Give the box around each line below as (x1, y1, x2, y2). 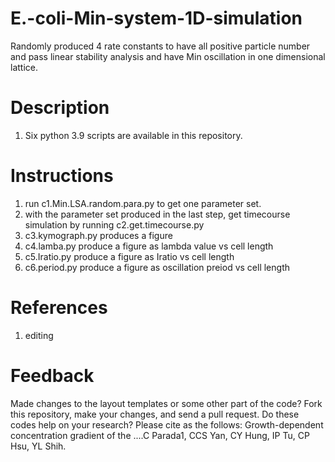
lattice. (10, 61, 38, 73)
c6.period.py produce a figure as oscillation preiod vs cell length (24, 261, 290, 273)
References (10, 297, 108, 319)
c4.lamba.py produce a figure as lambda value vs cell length (24, 240, 274, 252)
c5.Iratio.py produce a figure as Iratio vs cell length (24, 250, 235, 262)
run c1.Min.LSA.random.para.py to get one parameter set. (24, 197, 262, 209)
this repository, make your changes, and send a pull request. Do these (10, 408, 300, 420)
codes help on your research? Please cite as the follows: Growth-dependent (10, 418, 324, 431)
